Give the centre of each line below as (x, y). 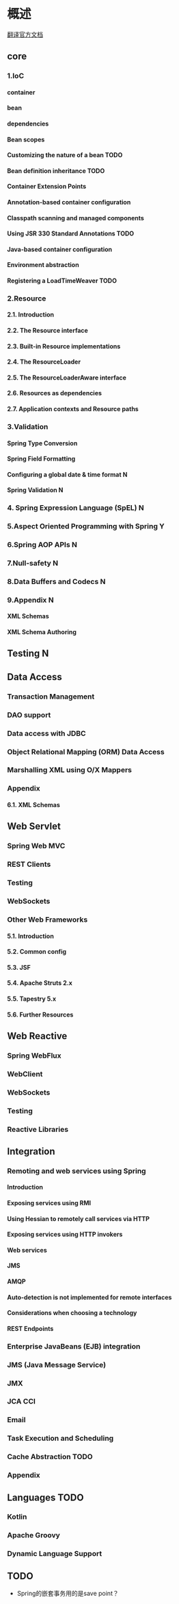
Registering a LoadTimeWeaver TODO (62, 280)
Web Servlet (34, 827)
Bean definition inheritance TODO (56, 171)
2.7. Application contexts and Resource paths (73, 409)
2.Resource (27, 298)
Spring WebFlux (34, 1056)
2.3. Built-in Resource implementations (64, 346)
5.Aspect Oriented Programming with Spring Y (86, 526)
